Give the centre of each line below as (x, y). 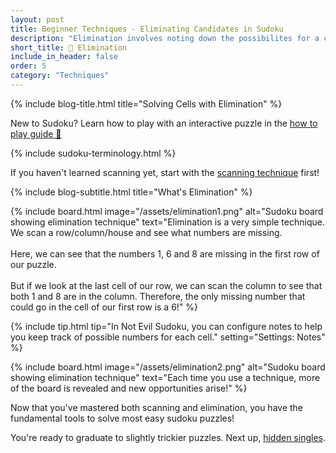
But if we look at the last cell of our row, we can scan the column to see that (166, 285)
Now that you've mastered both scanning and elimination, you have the (157, 407)
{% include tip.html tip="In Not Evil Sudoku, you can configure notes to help (166, 326)
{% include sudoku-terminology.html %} (93, 153)
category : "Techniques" (60, 76)
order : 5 (28, 66)
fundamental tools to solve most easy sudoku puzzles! (122, 418)
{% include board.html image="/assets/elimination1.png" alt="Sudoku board (167, 211)
